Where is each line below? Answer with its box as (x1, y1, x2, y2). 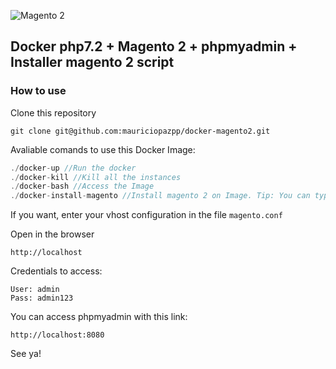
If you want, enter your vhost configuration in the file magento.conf (10, 209, 283, 221)
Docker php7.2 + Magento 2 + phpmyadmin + (10, 38, 298, 55)
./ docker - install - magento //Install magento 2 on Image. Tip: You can (10, 191, 311, 201)
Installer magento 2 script (10, 54, 175, 71)
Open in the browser (10, 228, 95, 240)
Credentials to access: (10, 265, 103, 277)
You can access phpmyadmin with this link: (10, 311, 188, 323)
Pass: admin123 (10, 293, 74, 304)
